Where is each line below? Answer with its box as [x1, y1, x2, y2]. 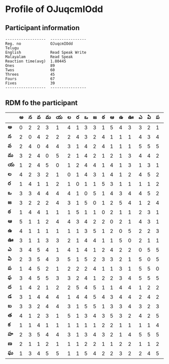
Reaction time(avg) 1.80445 [5, 59, 66, 64]
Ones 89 [5, 63, 55, 68]
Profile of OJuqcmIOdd [5, 4, 103, 15]
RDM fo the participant [5, 99, 78, 107]
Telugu [5, 46, 19, 51]
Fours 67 [5, 76, 55, 81]
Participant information [5, 24, 80, 32]
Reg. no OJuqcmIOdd [5, 41, 73, 46]
